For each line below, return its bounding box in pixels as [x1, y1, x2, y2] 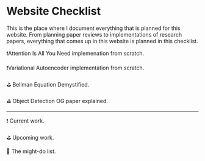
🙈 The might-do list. [6, 148, 56, 155]
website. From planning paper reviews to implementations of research [6, 30, 182, 38]
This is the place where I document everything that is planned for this [6, 24, 181, 32]
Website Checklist [6, 4, 101, 18]
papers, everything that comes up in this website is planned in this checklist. [6, 37, 198, 45]
